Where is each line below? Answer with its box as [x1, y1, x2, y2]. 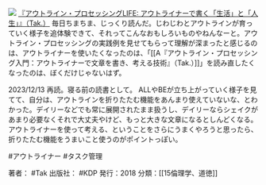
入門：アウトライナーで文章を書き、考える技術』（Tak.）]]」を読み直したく [14, 58, 256, 67]
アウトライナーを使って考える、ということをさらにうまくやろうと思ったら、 [8, 125, 258, 134]
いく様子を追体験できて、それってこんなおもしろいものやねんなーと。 [14, 29, 245, 37]
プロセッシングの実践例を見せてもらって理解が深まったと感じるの [42, 38, 258, 48]
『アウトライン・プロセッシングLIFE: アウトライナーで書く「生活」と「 [17, 9, 252, 17]
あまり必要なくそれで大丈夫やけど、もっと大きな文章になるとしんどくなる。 [8, 115, 258, 124]
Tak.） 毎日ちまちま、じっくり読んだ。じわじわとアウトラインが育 [29, 18, 246, 28]
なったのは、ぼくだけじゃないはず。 [8, 68, 126, 77]
